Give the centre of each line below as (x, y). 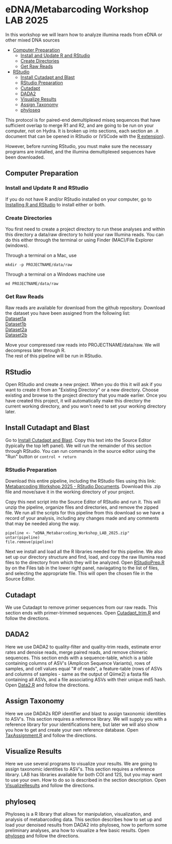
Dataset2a (16, 330)
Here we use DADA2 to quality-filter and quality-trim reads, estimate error (83, 647)
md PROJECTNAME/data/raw (32, 283)
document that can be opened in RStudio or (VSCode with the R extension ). (85, 136)
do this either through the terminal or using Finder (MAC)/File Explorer (79, 240)
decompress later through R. (35, 351)
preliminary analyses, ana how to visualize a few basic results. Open (78, 831)
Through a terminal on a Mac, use (41, 255)
